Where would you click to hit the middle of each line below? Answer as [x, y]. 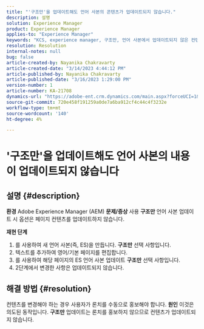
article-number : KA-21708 [39, 91]
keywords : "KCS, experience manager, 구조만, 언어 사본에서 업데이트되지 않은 [97, 40]
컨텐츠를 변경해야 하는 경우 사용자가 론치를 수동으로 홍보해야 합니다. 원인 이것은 [100, 305]
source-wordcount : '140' [38, 114]
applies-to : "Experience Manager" [50, 35]
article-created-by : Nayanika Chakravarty [61, 63]
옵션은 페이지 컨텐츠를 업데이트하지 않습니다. [72, 219]
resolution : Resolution [36, 46]
